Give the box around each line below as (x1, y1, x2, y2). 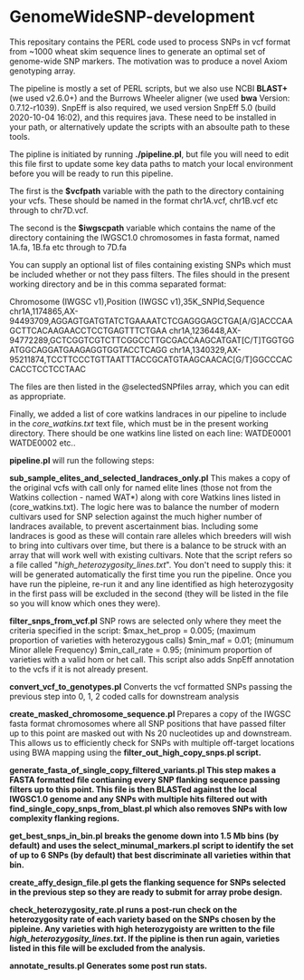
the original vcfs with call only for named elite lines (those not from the (9, 482, 273, 493)
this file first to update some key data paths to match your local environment (9, 158, 294, 169)
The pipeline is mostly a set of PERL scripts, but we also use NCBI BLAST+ (9, 83, 288, 93)
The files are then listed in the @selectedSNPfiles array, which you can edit (9, 381, 290, 392)
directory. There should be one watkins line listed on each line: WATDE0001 (9, 427, 291, 438)
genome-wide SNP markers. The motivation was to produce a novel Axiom (9, 55, 288, 66)
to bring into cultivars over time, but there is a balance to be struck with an (9, 540, 287, 551)
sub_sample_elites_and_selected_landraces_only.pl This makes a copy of (9, 472, 291, 483)
